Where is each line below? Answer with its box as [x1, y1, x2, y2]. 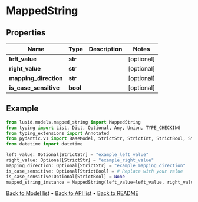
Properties [6, 28, 46, 38]
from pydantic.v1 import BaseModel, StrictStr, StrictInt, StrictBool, [6, 135, 186, 142]
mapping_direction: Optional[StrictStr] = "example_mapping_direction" [6, 163, 186, 168]
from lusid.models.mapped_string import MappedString [6, 119, 141, 125]
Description [88, 45, 123, 53]
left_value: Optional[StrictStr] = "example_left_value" [6, 152, 149, 158]
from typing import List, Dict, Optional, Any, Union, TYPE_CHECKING [6, 125, 181, 131]
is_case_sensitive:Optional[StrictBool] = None [6, 174, 126, 180]
